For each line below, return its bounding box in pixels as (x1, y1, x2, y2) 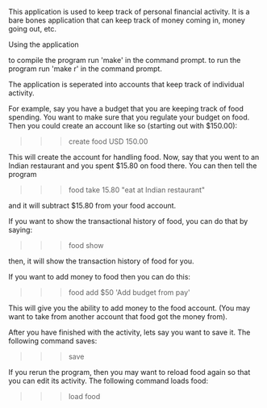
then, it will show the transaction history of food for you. (8, 256, 195, 266)
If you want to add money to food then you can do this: (8, 272, 191, 281)
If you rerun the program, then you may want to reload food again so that (8, 368, 251, 376)
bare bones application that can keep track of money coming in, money (8, 15, 246, 25)
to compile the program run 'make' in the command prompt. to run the (8, 56, 241, 65)
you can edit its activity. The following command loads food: (8, 376, 208, 385)
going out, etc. (8, 24, 57, 33)
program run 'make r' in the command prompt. (8, 64, 163, 74)
